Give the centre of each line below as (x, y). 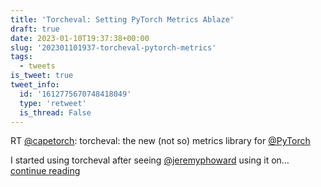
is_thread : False (55, 112)
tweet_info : (35, 85)
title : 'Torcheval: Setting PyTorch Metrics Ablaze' (122, 19)
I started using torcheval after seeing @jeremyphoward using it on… (150, 160)
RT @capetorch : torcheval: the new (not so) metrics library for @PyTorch (160, 141)
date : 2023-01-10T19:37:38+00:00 (80, 38)
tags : (21, 57)
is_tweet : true (42, 76)
